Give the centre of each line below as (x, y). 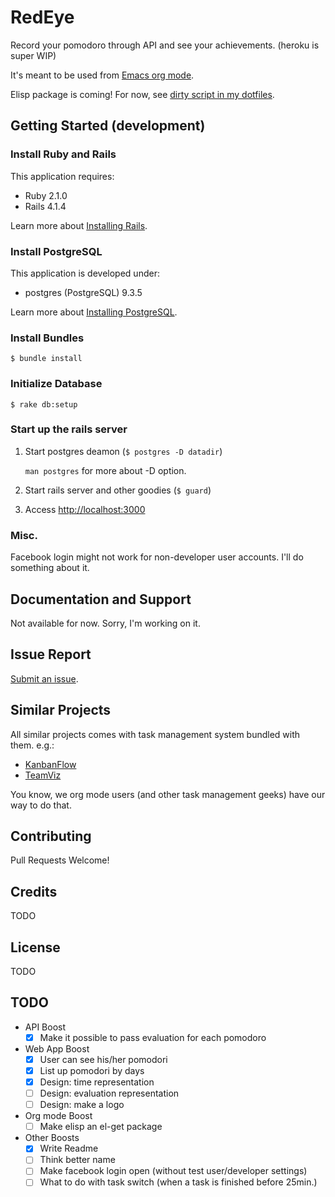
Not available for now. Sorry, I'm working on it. (105, 623)
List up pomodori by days (92, 1070)
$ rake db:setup (44, 404)
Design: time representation (97, 1082)
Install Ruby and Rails (63, 154)
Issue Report (51, 654)
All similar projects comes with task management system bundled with (155, 734)
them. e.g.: (32, 745)
